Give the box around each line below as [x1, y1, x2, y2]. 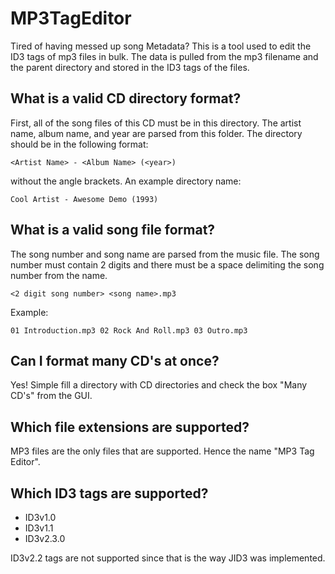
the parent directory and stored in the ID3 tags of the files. [10, 61, 250, 73]
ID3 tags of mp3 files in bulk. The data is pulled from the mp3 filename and [10, 50, 319, 62]
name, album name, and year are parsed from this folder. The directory [10, 127, 303, 139]
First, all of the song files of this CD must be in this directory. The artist [10, 117, 302, 129]
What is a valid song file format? [10, 222, 216, 239]
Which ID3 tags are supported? [10, 485, 209, 502]
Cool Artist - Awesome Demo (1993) [10, 194, 159, 204]
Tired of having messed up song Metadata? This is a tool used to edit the [10, 40, 312, 52]
